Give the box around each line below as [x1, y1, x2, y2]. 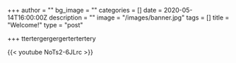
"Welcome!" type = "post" [7, 21, 83, 29]
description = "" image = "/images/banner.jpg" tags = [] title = [49, 13, 230, 22]
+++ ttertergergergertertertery [7, 34, 97, 43]
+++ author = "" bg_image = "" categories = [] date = [7, 6, 163, 14]
